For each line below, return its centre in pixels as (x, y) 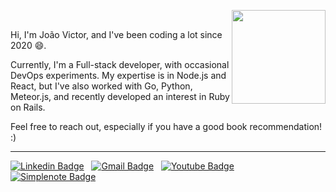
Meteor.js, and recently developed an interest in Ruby (120, 96)
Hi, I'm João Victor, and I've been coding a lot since (116, 34)
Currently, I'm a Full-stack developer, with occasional (120, 64)
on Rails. (28, 107)
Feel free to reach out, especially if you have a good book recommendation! (166, 126)
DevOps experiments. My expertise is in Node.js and (118, 75)
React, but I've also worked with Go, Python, (101, 86)
